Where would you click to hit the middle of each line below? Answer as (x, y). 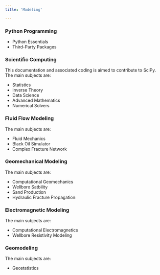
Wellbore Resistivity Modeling (42, 235)
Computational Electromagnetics (45, 230)
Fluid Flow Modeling (30, 118)
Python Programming (31, 31)
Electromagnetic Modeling (37, 210)
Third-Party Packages (34, 46)
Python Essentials (30, 42)
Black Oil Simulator (31, 144)
